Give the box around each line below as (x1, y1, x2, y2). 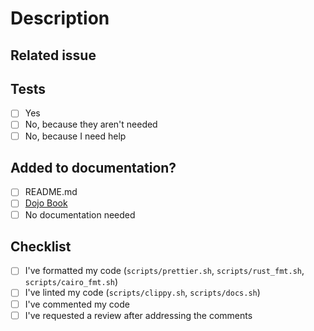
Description (10, 7, 110, 30)
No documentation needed (24, 208, 136, 221)
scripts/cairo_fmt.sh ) (24, 276, 119, 288)
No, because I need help (24, 130, 127, 142)
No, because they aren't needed (24, 118, 158, 131)
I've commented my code (24, 298, 130, 310)
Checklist (10, 238, 72, 255)
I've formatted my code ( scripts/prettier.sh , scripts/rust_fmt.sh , (24, 265, 305, 277)
